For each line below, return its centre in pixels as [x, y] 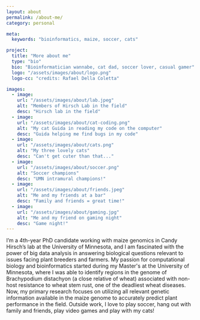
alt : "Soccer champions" [48, 173]
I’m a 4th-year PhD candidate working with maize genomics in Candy [92, 241]
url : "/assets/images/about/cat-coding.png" [74, 123]
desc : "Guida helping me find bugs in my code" [77, 134]
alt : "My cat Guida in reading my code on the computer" [90, 128]
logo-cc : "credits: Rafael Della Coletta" [65, 78]
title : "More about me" [41, 56]
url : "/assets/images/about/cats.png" [65, 145]
